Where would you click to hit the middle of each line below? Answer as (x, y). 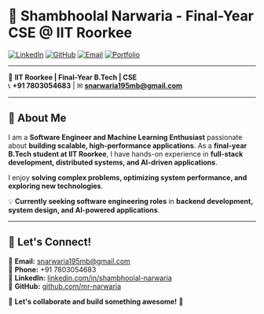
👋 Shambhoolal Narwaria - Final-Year (131, 16)
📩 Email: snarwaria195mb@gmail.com (70, 261)
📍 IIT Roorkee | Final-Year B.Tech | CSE (73, 77)
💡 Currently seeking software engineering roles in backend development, (131, 201)
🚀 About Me (37, 118)
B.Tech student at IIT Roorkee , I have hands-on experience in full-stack (126, 153)
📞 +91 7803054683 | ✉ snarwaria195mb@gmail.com (95, 85)
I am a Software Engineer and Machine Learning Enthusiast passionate (125, 137)
